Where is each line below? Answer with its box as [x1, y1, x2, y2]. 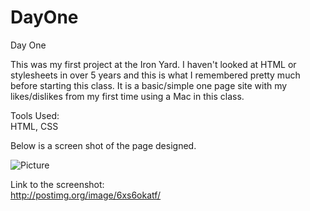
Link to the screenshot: [10, 178, 105, 190]
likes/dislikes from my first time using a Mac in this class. [10, 90, 245, 102]
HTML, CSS [10, 120, 59, 132]
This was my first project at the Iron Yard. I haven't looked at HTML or [10, 58, 297, 70]
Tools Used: [10, 109, 60, 121]
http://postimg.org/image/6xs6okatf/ [10, 189, 162, 201]
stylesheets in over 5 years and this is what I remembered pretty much [10, 69, 301, 81]
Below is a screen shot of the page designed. [10, 139, 197, 151]
